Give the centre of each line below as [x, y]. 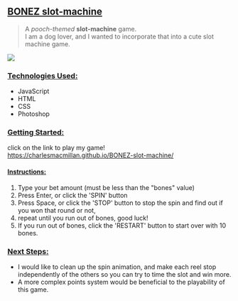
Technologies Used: [43, 75]
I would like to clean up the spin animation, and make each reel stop [117, 267]
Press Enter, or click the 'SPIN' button [72, 195]
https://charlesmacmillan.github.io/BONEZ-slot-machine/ [91, 155]
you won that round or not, [56, 210]
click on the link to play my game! [56, 148]
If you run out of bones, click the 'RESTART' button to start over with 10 [122, 225]
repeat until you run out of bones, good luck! [83, 218]
